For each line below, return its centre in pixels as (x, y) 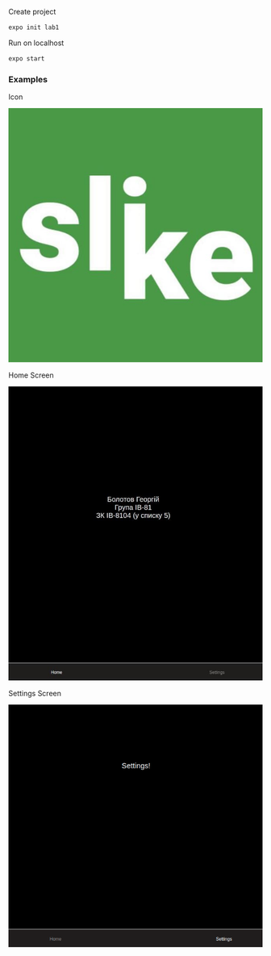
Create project (32, 12)
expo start (27, 58)
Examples (28, 79)
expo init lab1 (34, 27)
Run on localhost (36, 43)
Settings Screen (35, 694)
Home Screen (31, 375)
